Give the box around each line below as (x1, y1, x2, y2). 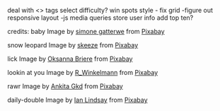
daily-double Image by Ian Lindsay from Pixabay (7, 95, 148, 104)
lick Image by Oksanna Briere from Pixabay (7, 54, 133, 63)
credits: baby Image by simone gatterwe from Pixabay (7, 28, 165, 35)
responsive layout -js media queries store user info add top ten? (7, 13, 194, 22)
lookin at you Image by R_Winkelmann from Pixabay (7, 69, 158, 76)
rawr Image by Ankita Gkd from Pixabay (7, 82, 124, 90)
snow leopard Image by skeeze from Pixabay (7, 41, 139, 49)
